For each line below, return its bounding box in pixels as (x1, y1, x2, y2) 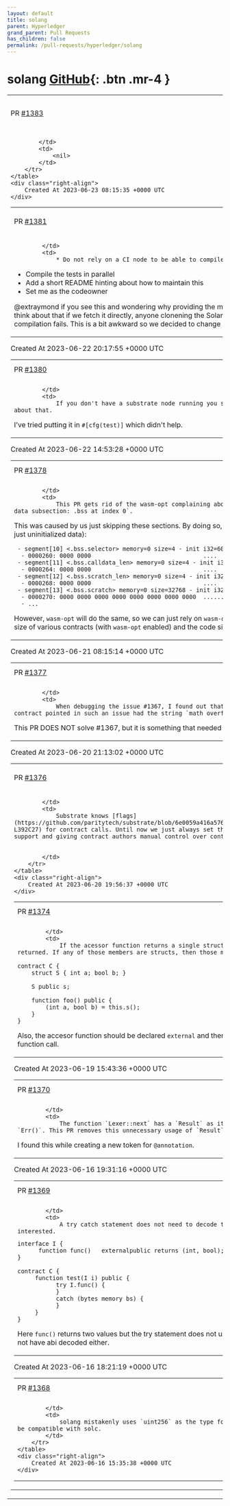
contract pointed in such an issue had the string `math (14, 709, 203, 717)
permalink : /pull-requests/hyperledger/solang (7, 42, 142, 49)
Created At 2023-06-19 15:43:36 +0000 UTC (14, 1064, 168, 1073)
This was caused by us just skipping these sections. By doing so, (14, 521, 222, 530)
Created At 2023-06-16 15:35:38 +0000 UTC (31, 1459, 172, 1467)
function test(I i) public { (34, 1274, 130, 1281)
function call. (17, 1039, 60, 1049)
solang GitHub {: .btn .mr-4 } (7, 71, 170, 87)
